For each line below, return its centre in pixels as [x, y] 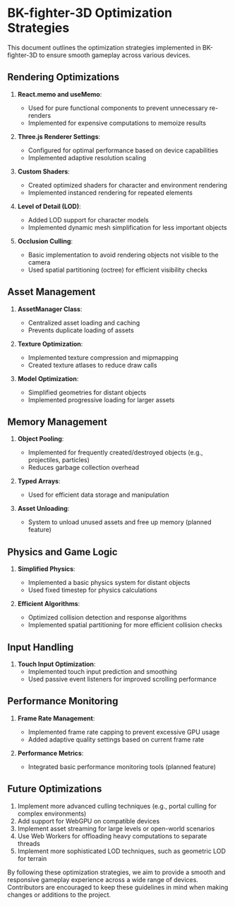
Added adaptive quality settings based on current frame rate [116, 739]
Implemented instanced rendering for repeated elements [110, 193]
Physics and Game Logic [62, 552]
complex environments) [52, 814]
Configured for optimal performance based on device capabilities [123, 150]
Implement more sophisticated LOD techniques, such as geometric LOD [121, 851]
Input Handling [41, 647]
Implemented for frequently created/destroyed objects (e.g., [115, 452]
